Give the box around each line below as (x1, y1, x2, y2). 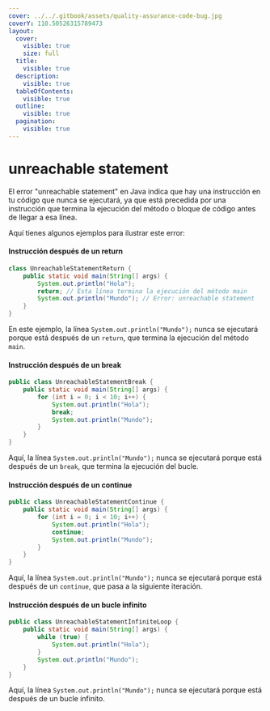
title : (15, 57, 38, 66)
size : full (23, 49, 60, 57)
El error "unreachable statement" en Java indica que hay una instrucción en (8, 186, 261, 196)
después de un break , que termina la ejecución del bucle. (8, 462, 199, 471)
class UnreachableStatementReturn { (8, 264, 132, 272)
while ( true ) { (37, 633, 89, 641)
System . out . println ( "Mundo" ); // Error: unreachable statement (37, 295, 255, 303)
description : (15, 72, 60, 80)
